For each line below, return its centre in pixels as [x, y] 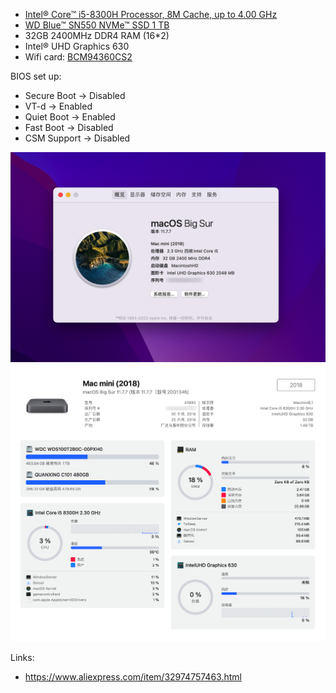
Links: [22, 657]
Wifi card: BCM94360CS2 [78, 57]
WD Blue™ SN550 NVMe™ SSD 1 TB [97, 25]
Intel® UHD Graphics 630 [77, 46]
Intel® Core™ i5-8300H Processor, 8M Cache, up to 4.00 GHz [151, 14]
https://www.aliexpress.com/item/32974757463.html [133, 676]
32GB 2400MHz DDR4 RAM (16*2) [97, 35]
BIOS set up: [36, 76]
